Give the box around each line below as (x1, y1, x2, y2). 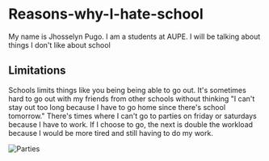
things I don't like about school (8, 40, 111, 49)
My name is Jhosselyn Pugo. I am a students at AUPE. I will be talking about (8, 32, 261, 41)
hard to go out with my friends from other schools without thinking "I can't (8, 94, 255, 104)
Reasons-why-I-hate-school (8, 5, 204, 23)
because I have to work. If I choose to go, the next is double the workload (8, 119, 253, 129)
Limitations (8, 64, 66, 78)
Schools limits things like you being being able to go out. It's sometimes (8, 85, 246, 95)
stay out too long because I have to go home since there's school (8, 102, 226, 112)
